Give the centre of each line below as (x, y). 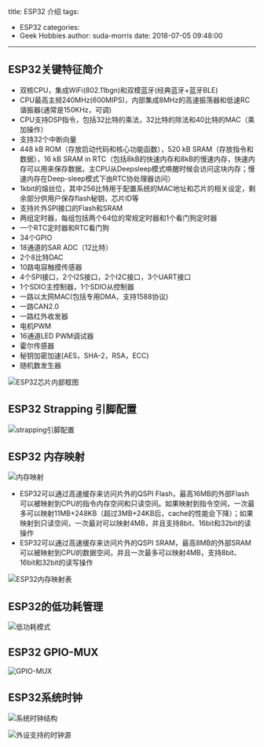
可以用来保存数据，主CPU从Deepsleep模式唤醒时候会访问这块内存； (137, 168)
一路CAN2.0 (39, 306)
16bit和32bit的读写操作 (56, 563)
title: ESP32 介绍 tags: (44, 11)
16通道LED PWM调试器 (57, 336)
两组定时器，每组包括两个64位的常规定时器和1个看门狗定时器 (118, 218)
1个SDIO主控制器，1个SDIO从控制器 (77, 286)
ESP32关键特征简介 (56, 70)
